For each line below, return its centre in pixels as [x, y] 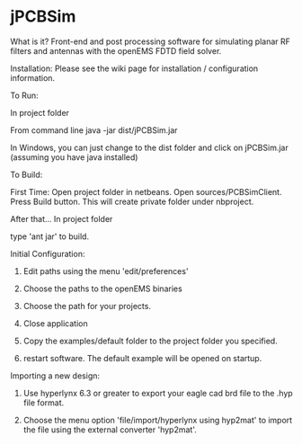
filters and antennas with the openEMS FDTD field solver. [116, 50]
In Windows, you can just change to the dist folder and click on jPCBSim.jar [149, 147]
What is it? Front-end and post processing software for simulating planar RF [151, 41]
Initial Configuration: [48, 253]
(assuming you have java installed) [74, 157]
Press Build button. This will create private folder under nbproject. [132, 201]
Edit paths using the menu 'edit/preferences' [106, 271]
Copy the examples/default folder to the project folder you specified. [150, 341]
